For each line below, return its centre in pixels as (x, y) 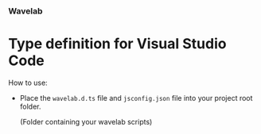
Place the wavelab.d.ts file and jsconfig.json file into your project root (136, 98)
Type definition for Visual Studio (117, 44)
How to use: (28, 82)
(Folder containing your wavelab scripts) (86, 121)
